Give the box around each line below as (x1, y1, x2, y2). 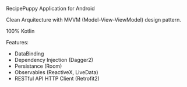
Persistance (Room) (14, 62, 62, 69)
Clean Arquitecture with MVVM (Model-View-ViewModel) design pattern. (6, 16, 182, 23)
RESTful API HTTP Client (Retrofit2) (14, 75, 100, 82)
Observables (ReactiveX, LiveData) (14, 69, 98, 75)
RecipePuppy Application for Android (6, 5, 95, 12)
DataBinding (14, 50, 44, 57)
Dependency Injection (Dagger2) (14, 57, 94, 63)
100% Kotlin (6, 27, 35, 34)
